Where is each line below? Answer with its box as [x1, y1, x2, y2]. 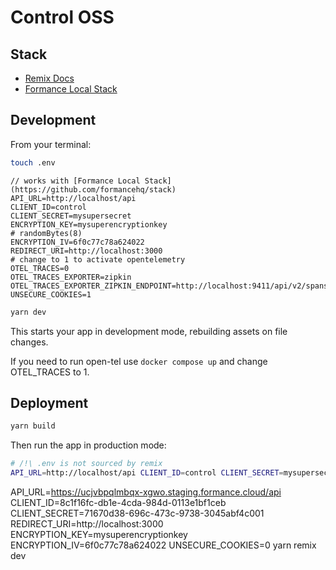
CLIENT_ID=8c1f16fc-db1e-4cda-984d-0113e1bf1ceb [10, 497, 227, 508]
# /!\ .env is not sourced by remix [10, 459, 163, 469]
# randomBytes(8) [10, 228, 83, 238]
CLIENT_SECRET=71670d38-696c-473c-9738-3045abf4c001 [10, 507, 265, 519]
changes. [10, 336, 49, 348]
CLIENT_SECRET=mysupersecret [10, 211, 132, 221]
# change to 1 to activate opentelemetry [10, 254, 186, 265]
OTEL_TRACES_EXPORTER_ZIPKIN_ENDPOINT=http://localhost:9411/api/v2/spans [10, 281, 329, 291]
